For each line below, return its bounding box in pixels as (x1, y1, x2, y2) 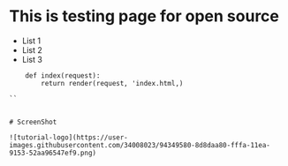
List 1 (21, 35, 42, 46)
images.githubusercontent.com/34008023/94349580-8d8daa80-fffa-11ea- (9, 140, 271, 149)
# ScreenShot (9, 117, 57, 126)
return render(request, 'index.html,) (41, 79, 184, 87)
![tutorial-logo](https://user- (9, 132, 128, 142)
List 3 (21, 54, 42, 64)
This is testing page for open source (9, 6, 280, 26)
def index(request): (25, 71, 101, 80)
